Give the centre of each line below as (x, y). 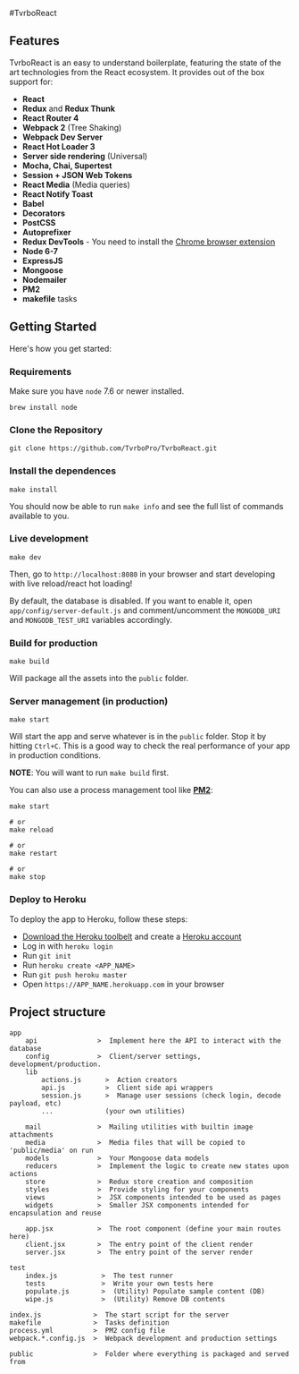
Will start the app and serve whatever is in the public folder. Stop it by (138, 737)
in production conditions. (55, 755)
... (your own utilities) (113, 1111)
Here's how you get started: (60, 348)
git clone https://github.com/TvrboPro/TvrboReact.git (113, 448)
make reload (31, 830)
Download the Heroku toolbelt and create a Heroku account (132, 936)
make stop (28, 877)
